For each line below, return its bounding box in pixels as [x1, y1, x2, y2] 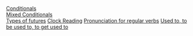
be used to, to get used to [6, 23, 69, 30]
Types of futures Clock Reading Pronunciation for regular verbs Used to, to [6, 17, 188, 24]
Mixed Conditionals [6, 11, 53, 18]
